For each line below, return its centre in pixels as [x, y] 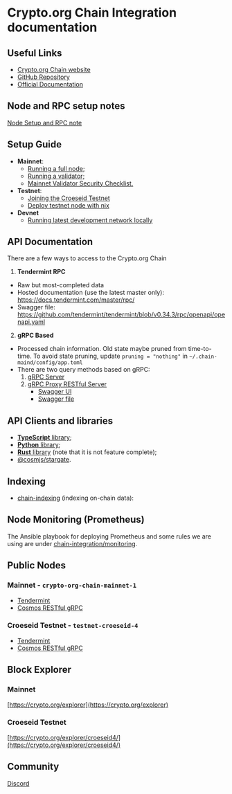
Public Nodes [37, 566]
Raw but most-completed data [60, 285]
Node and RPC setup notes [66, 106]
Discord [18, 783]
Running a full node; [56, 168]
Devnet [28, 213]
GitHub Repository [44, 77]
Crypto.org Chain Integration [92, 13]
